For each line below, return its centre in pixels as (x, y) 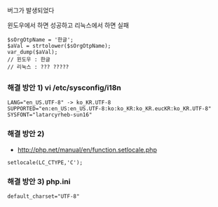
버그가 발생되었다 (31, 10)
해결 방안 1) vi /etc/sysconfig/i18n (64, 88)
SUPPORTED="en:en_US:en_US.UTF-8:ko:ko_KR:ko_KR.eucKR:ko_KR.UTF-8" (109, 109)
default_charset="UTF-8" (43, 196)
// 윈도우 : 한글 (29, 60)
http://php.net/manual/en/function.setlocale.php (87, 149)
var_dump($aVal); (33, 52)
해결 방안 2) (26, 134)
